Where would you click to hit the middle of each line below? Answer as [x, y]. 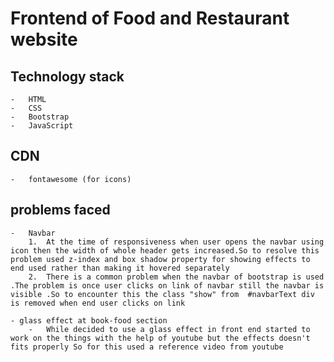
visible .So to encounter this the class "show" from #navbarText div [162, 294]
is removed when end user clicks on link [98, 303]
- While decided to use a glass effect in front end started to [169, 329]
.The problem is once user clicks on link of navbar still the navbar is [167, 285]
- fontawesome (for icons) [71, 179]
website [44, 39]
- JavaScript [42, 126]
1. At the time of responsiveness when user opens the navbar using [176, 242]
